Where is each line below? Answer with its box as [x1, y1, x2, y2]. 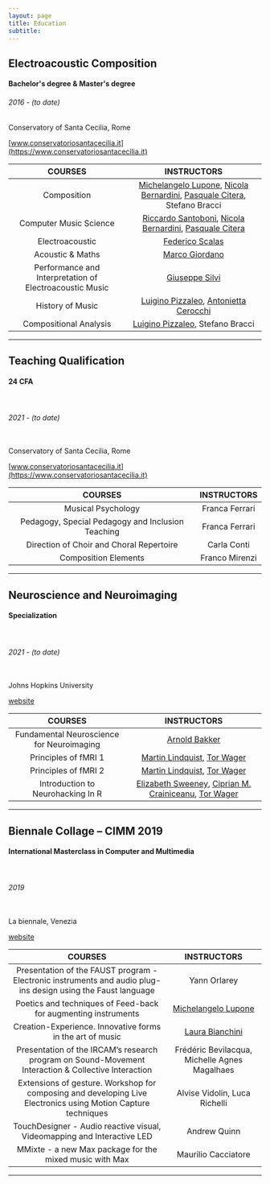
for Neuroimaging [34, 739, 100, 750]
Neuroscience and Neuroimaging [8, 588, 178, 602]
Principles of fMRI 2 [29, 765, 104, 777]
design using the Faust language [31, 984, 155, 996]
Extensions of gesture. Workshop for [18, 1077, 157, 1088]
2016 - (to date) [8, 97, 60, 107]
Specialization [8, 611, 58, 621]
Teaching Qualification [8, 353, 125, 367]
